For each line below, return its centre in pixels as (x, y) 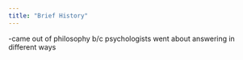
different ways (32, 47)
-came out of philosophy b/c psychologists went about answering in (122, 38)
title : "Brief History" (48, 16)
